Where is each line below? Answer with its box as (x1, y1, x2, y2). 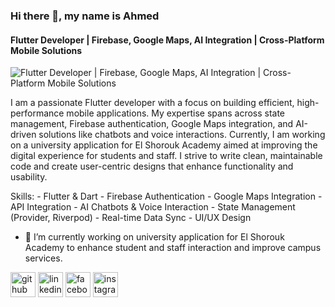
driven (10, 129, 37, 141)
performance (10, 107, 65, 119)
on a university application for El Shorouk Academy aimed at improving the (10, 139, 318, 151)
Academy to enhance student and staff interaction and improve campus (24, 242, 322, 254)
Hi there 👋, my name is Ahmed (10, 9, 160, 23)
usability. (10, 171, 48, 183)
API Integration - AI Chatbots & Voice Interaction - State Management (10, 201, 296, 213)
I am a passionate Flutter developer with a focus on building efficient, (10, 97, 295, 109)
